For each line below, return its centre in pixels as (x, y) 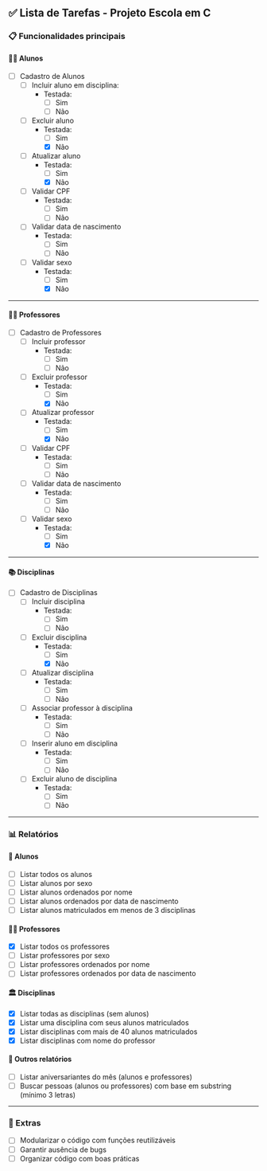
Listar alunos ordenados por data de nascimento (99, 901)
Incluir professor (58, 341)
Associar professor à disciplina (82, 707)
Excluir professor (59, 377)
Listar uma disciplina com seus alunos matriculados (104, 1022)
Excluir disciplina (59, 637)
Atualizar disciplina (62, 672)
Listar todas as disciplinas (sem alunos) (84, 1013)
